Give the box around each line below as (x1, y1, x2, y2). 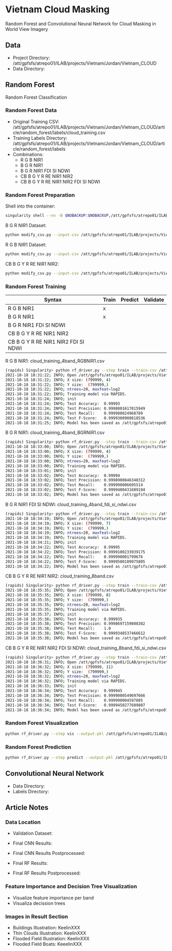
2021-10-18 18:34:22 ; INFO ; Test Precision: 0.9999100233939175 (5, 549, 145, 554)
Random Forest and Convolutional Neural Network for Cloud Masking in (5, 21, 156, 27)
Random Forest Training (5, 283, 67, 290)
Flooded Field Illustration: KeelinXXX (12, 935, 90, 941)
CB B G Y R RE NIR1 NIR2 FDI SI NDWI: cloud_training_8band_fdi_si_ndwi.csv (5, 645, 166, 651)
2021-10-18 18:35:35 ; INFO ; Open (5, 588, 77, 593)
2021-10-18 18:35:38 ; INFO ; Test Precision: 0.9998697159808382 (5, 621, 145, 626)
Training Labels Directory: (12, 135, 68, 141)
